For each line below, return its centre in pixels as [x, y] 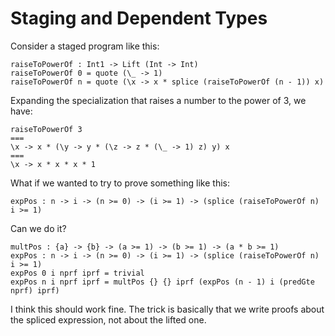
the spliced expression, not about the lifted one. [108, 319]
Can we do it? [38, 228]
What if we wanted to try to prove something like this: [120, 183]
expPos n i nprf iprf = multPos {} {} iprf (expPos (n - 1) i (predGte [162, 282]
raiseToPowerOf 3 [46, 129]
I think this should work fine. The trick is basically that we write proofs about [167, 309]
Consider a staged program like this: [85, 46]
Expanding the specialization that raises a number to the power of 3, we [158, 100]
